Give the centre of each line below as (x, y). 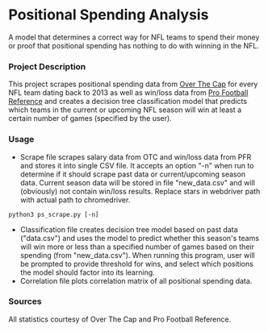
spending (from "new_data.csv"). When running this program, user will (138, 255)
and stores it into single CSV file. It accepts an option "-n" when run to (137, 165)
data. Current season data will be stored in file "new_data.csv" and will (138, 182)
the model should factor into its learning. (87, 272)
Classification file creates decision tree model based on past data (129, 229)
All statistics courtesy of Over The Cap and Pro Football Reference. (120, 319)
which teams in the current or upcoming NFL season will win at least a (125, 110)
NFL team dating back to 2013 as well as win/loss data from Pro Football (128, 93)
